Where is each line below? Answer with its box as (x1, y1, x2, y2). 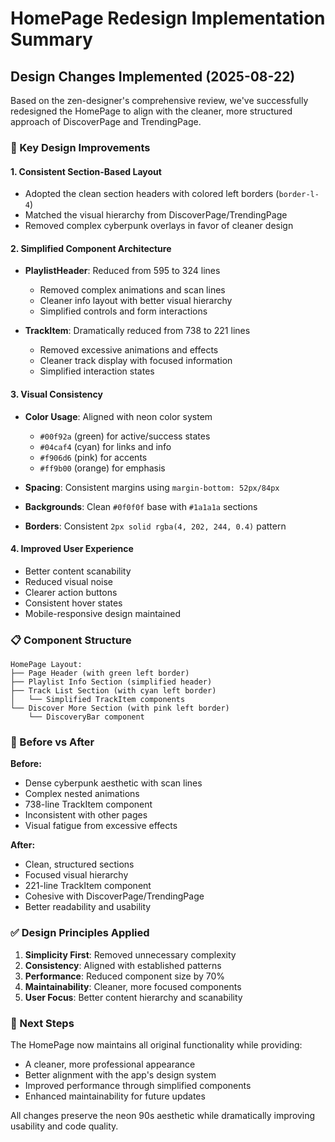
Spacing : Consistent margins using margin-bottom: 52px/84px (24, 481, 280, 493)
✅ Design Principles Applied (10, 926, 150, 940)
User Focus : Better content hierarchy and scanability (24, 991, 243, 1003)
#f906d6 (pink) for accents (39, 451, 148, 463)
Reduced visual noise (24, 575, 114, 587)
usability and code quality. (10, 1120, 119, 1132)
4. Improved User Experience (10, 543, 134, 555)
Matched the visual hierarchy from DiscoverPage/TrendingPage (24, 209, 288, 221)
